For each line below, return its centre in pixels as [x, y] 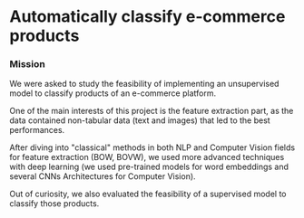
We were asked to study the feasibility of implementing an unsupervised [144, 84]
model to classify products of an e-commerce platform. [113, 93]
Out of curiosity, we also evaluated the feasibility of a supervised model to [148, 194]
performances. [37, 130]
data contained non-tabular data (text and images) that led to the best [140, 120]
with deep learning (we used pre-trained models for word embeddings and [149, 167]
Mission [27, 64]
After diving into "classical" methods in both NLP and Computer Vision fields [152, 147]
